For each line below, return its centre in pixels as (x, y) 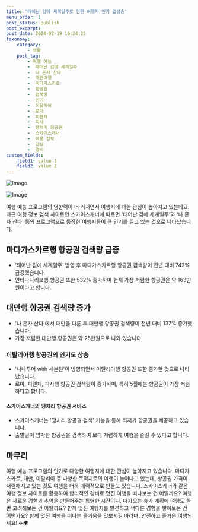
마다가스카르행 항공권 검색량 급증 (63, 250)
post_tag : (29, 56)
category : (29, 45)
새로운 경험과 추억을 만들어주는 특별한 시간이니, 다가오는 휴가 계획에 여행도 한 (102, 501)
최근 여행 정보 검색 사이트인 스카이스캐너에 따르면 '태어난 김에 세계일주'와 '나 (95, 214)
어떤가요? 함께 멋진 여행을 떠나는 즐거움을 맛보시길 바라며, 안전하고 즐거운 (91, 516)
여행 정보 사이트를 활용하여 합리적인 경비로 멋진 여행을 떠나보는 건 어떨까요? (94, 493)
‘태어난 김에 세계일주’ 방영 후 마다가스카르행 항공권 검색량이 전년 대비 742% (102, 265)
